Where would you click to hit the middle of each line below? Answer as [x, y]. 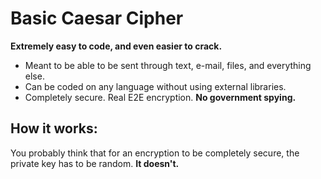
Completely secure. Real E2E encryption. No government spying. [160, 97]
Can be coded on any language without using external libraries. [155, 86]
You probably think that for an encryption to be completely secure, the [155, 153]
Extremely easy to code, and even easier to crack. [116, 46]
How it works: [54, 128]
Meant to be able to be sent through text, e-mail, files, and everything [168, 65]
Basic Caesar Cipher [97, 18]
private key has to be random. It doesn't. [95, 163]
